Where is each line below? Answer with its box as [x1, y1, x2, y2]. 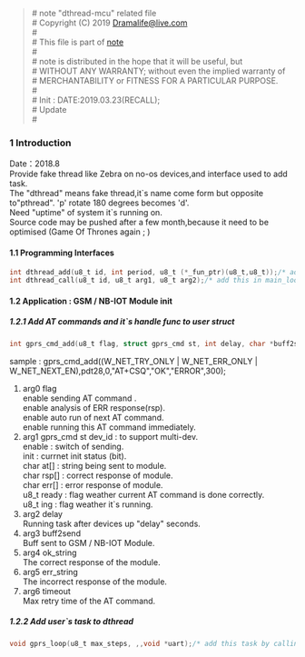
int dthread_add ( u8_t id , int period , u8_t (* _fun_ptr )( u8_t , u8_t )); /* [9, 267, 286, 276]
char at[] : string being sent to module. [22, 460, 167, 471]
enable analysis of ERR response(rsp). [22, 402, 166, 413]
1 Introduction [9, 136, 72, 149]
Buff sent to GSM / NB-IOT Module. [22, 537, 155, 548]
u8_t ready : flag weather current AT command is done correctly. [22, 489, 265, 500]
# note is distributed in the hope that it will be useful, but [31, 56, 243, 66]
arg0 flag [22, 383, 57, 393]
